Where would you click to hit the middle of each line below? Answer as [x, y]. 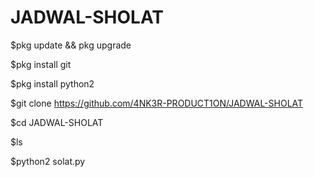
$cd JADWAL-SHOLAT [57, 122]
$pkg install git [41, 64]
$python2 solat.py [48, 161]
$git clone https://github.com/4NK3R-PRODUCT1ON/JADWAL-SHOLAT [157, 103]
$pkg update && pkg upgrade [71, 45]
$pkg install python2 [52, 83]
